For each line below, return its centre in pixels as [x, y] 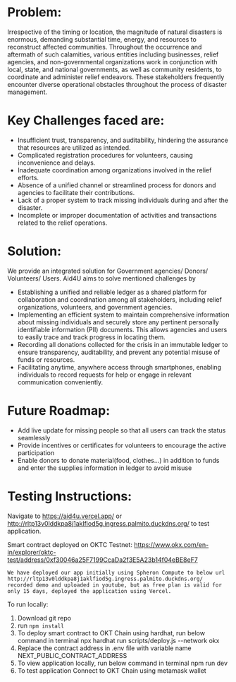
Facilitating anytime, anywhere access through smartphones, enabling [119, 367]
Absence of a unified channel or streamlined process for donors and [117, 185]
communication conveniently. [60, 382]
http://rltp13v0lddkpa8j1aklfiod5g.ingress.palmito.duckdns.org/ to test [108, 523]
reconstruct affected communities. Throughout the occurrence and [105, 47]
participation [36, 452]
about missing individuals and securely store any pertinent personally [118, 322]
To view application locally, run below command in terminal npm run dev [122, 663]
